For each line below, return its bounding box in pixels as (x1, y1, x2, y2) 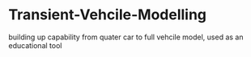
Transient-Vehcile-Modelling (8, 6, 207, 24)
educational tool (8, 40, 62, 50)
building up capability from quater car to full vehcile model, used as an (8, 32, 244, 42)
